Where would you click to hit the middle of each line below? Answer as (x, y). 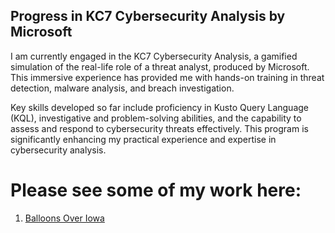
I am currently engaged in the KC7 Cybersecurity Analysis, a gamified (154, 56)
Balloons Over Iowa (64, 218)
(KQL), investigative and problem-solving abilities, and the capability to (156, 118)
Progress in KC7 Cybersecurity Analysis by (148, 16)
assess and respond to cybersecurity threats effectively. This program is (159, 128)
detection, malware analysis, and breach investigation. (122, 88)
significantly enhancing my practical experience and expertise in (143, 139)
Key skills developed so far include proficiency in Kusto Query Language (159, 107)
